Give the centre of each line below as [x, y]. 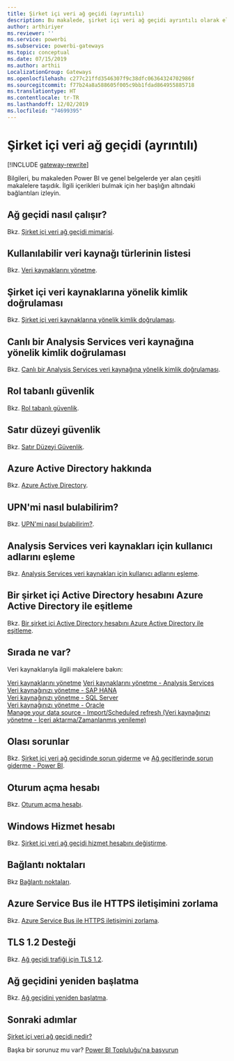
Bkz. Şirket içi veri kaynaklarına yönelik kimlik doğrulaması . [92, 320]
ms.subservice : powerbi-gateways [56, 46]
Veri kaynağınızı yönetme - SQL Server [63, 697]
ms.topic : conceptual [39, 53]
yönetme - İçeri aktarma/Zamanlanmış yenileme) [77, 720]
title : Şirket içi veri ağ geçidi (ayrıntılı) [76, 14]
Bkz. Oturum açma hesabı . [45, 805]
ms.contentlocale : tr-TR [43, 98]
